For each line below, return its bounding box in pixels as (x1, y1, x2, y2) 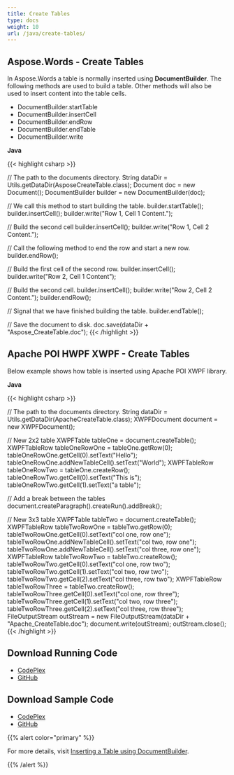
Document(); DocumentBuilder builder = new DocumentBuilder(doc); (7, 188, 205, 197)
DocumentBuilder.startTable (17, 103, 98, 111)
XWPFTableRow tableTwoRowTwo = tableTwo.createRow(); (7, 552, 177, 561)
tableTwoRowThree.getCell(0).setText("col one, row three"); (7, 589, 180, 598)
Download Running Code (7, 647, 118, 659)
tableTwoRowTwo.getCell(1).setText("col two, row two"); (7, 567, 169, 575)
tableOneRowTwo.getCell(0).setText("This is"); (7, 473, 142, 481)
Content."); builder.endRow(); (7, 294, 92, 302)
